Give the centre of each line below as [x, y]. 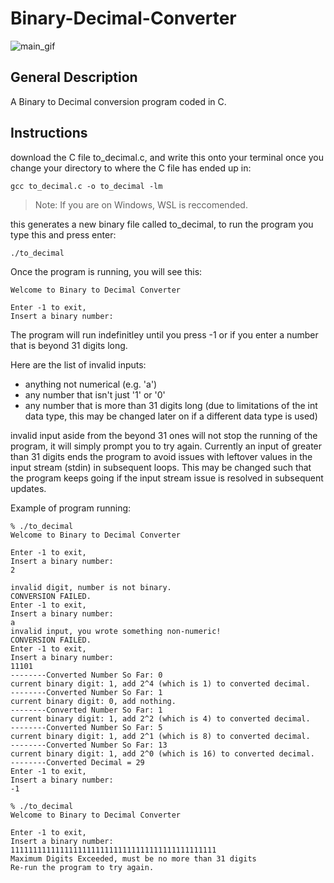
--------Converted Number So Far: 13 [89, 745]
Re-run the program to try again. [82, 867]
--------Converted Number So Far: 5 [86, 727]
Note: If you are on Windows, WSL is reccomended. [141, 204]
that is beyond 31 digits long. [69, 345]
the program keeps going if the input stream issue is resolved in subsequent [167, 478]
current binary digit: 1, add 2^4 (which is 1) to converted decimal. [160, 683]
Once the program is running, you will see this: [106, 271]
